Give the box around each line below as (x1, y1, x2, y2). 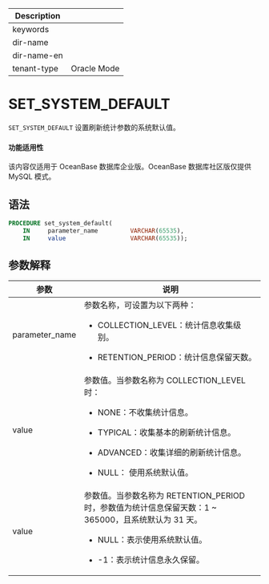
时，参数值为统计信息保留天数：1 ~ (83, 502, 218, 513)
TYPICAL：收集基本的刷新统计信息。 (97, 427, 236, 438)
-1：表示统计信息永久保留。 (97, 554, 205, 566)
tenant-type (12, 63, 58, 74)
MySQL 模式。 (8, 172, 56, 181)
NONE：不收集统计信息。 (97, 407, 194, 418)
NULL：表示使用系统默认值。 (97, 534, 207, 545)
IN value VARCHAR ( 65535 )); (22, 234, 188, 242)
